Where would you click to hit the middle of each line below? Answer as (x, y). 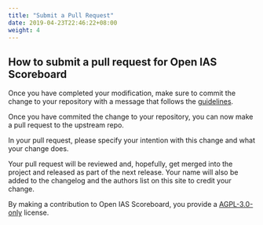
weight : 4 (24, 30)
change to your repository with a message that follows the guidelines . (121, 101)
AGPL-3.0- (236, 205)
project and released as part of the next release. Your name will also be (123, 172)
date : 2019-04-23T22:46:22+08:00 (63, 23)
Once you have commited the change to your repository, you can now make (131, 117)
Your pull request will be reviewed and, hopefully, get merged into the (121, 164)
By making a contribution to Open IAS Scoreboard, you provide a (113, 205)
